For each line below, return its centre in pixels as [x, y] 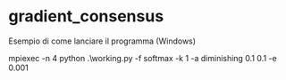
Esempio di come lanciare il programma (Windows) [102, 41]
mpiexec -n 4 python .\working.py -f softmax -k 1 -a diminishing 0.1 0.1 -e [143, 58]
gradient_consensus [86, 16]
